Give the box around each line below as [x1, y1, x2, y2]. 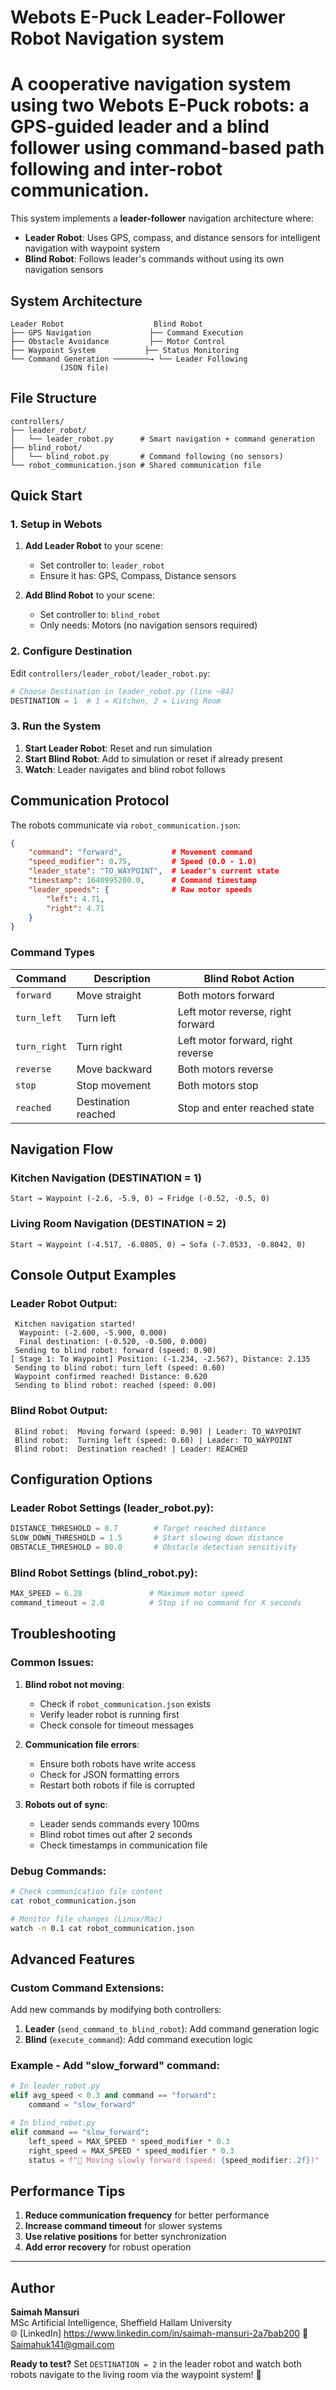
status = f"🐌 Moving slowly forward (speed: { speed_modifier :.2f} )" [28, 2155, 320, 2165]
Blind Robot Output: [10, 1404, 108, 1418]
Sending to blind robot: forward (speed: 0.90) [14, 1346, 217, 1356]
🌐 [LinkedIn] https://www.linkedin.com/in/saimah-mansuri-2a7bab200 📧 [10, 2327, 309, 2340]
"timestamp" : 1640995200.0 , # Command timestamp [28, 876, 257, 886]
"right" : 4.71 [46, 903, 105, 913]
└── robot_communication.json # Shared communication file [10, 460, 262, 470]
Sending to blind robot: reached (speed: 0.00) [14, 1381, 217, 1391]
